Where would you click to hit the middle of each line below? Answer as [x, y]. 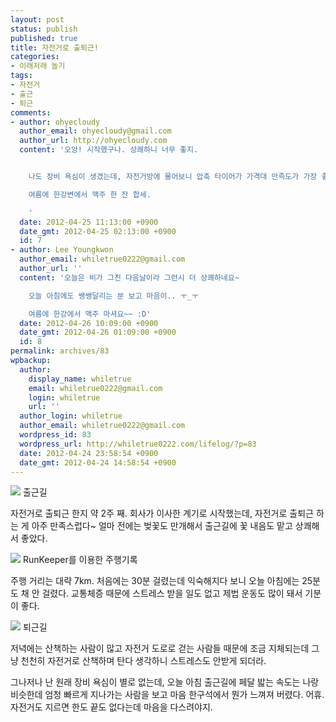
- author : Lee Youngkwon [62, 250]
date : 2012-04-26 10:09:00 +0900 [89, 323]
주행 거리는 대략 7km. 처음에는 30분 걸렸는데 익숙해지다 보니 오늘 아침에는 [155, 581]
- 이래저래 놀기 [38, 66]
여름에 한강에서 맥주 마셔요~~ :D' [90, 314]
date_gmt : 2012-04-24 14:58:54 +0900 [98, 462]
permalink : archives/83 [60, 351]
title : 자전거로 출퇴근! [55, 47]
